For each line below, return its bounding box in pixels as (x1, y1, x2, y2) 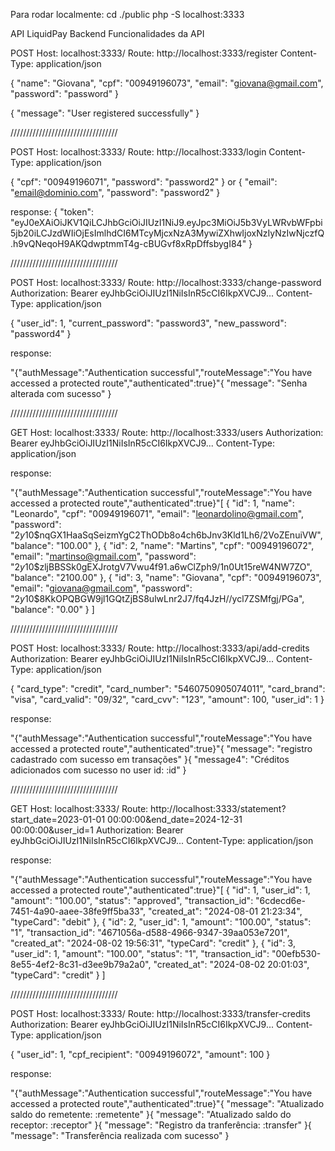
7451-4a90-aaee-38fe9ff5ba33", (10, 905, 147, 917)
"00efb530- (271, 948, 322, 959)
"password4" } (10, 328, 72, 339)
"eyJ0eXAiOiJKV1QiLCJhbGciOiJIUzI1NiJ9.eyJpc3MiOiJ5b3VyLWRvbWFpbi (10, 217, 323, 228)
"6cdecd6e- (255, 895, 306, 906)
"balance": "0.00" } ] (10, 604, 95, 615)
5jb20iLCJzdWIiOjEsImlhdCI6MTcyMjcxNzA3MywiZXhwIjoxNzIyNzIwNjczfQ (10, 227, 325, 239)
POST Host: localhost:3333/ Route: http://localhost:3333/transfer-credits (10, 1008, 311, 1019)
